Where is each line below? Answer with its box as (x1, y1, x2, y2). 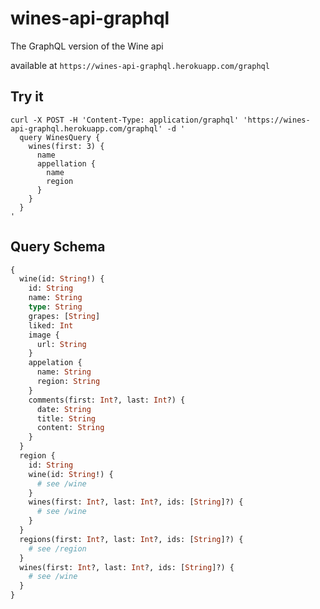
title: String (36, 413, 97, 424)
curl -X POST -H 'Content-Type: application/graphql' (10, 115, 240, 125)
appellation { (36, 158, 97, 169)
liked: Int (28, 320, 74, 331)
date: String (36, 404, 92, 414)
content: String (36, 423, 105, 433)
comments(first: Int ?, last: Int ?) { (28, 395, 186, 405)
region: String (36, 377, 101, 387)
